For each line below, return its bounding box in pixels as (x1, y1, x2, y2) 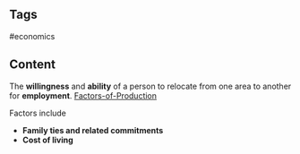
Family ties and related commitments (21, 124, 164, 135)
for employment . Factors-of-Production (9, 90, 158, 101)
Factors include (9, 107, 67, 118)
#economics (9, 30, 56, 41)
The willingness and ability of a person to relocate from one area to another (9, 81, 292, 91)
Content (9, 57, 56, 73)
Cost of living (21, 134, 73, 145)
